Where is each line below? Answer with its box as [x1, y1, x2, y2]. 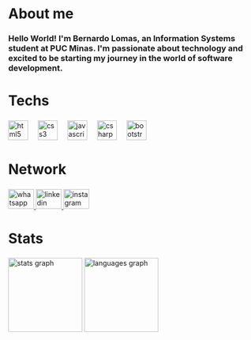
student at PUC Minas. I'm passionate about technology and [8, 43, 243, 54]
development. [8, 62, 63, 74]
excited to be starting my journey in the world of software [8, 53, 233, 64]
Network [8, 161, 67, 179]
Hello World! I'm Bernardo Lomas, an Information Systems [8, 33, 235, 44]
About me [8, 5, 74, 23]
